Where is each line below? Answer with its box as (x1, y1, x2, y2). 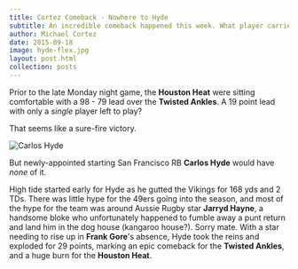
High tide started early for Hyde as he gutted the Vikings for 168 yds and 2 (9, 184, 281, 194)
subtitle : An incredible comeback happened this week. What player (9, 21, 264, 30)
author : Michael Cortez (9, 29, 98, 38)
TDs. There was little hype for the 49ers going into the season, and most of (9, 193, 284, 204)
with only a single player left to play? (9, 106, 143, 116)
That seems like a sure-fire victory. (9, 123, 137, 133)
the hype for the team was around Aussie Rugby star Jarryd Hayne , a (9, 202, 264, 213)
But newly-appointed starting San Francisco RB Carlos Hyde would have (9, 157, 275, 168)
